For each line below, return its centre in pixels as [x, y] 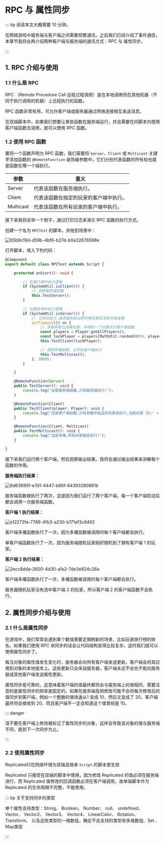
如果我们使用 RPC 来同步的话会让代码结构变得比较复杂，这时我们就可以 [86, 646]
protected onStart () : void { [44, 273]
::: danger [15, 713]
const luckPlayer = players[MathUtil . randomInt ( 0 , [93, 337]
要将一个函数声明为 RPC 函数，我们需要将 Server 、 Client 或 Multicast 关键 [82, 153]
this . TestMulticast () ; [63, 354]
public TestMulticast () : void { [47, 431]
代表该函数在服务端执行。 [63, 188]
